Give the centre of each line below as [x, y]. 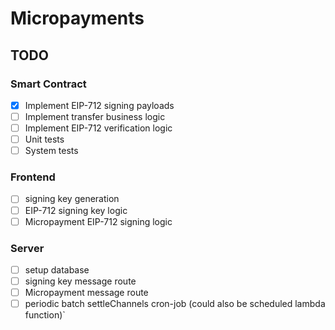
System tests [51, 151]
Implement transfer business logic [95, 116]
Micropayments [77, 18]
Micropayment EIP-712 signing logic [98, 221]
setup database [57, 269]
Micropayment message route [86, 293]
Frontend [33, 177]
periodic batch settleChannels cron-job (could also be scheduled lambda [175, 304]
